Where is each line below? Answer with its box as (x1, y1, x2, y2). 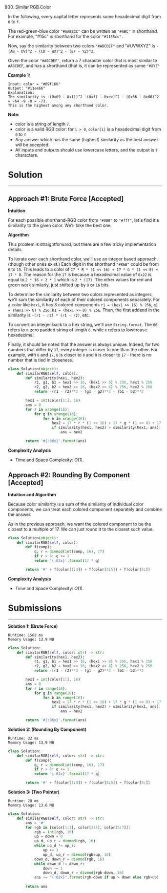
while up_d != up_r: (34, 843, 76, 848)
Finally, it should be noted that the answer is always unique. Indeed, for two (8, 341, 160, 347)
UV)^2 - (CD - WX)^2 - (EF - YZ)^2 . (21, 48, 95, 54)
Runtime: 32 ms (8, 736, 39, 741)
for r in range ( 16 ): (25, 686, 67, 691)
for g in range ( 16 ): (34, 691, 76, 696)
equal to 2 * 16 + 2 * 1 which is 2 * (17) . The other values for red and (8, 276, 153, 282)
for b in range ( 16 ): (42, 695, 85, 700)
